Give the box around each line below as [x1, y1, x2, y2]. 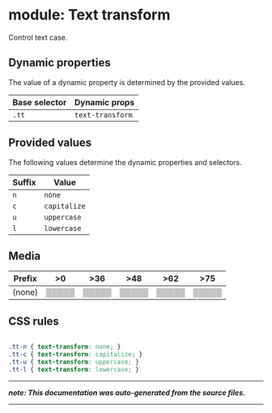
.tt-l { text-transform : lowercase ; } [8, 365, 139, 373]
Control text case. [8, 32, 68, 42]
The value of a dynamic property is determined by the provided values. [8, 77, 245, 87]
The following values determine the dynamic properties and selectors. [8, 157, 242, 167]
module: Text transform [8, 6, 171, 24]
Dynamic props [74, 96, 135, 108]
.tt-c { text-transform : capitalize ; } [8, 351, 143, 359]
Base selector [12, 96, 67, 108]
